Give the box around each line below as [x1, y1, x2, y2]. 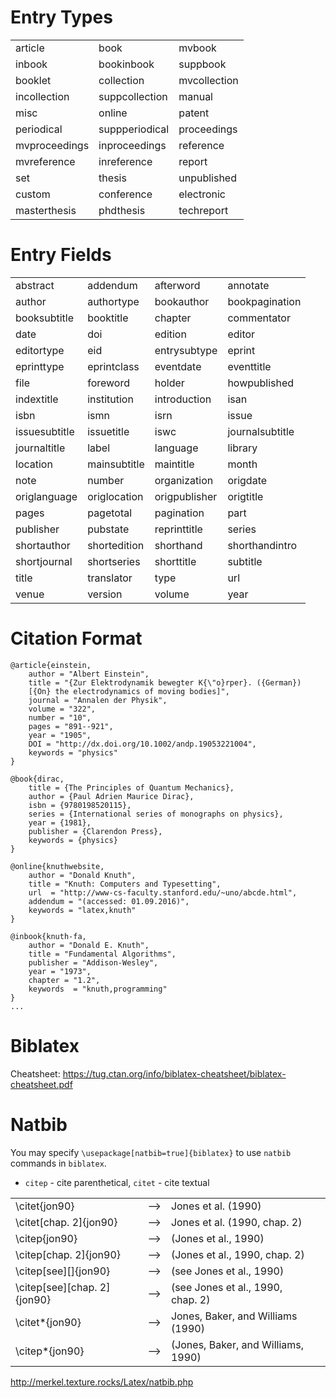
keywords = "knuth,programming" [28, 984, 168, 994]
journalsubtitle [227, 424, 295, 438]
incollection [15, 89, 70, 103]
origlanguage [15, 489, 78, 503]
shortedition [87, 538, 145, 552]
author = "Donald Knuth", [28, 870, 137, 880]
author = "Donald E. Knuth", [28, 940, 150, 950]
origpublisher [154, 489, 218, 503]
